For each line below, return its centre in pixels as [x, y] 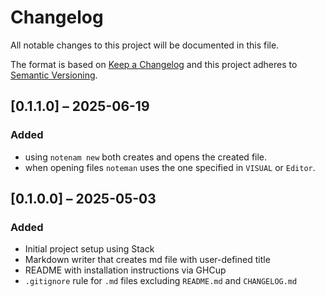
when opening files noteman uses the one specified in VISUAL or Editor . [170, 167]
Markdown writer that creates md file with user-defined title [147, 260]
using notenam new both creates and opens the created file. [146, 157]
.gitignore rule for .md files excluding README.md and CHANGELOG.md [161, 281]
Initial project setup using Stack [89, 249]
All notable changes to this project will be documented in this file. [145, 45]
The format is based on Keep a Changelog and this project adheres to [154, 64]
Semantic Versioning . [54, 75]
